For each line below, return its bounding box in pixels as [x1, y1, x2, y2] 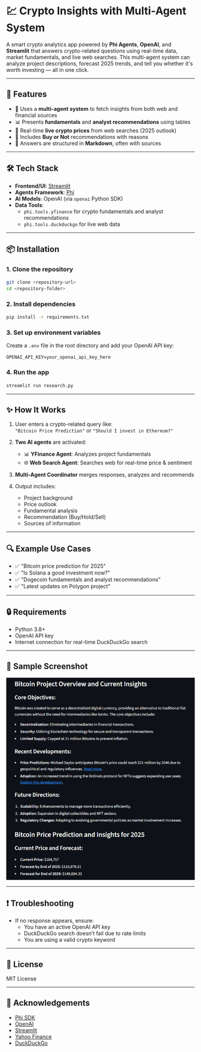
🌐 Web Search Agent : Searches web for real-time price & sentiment [23, 459, 193, 467]
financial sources [14, 111, 58, 119]
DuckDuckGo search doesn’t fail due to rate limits [23, 930, 147, 937]
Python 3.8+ [14, 626, 46, 633]
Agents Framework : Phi [14, 189, 75, 196]
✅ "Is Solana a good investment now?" [14, 569, 111, 576]
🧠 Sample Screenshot [6, 661, 88, 672]
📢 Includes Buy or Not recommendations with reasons [14, 133, 148, 140]
